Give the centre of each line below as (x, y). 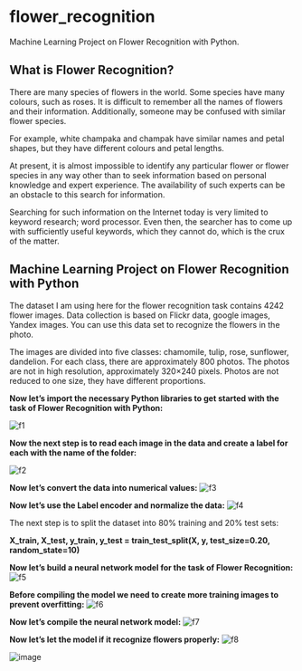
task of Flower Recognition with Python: (86, 407)
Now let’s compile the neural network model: (95, 621)
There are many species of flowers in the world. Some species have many (147, 91)
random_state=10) (44, 550)
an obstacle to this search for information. (87, 194)
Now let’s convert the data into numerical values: (104, 487)
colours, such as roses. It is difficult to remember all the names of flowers (146, 101)
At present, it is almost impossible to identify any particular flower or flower (149, 166)
